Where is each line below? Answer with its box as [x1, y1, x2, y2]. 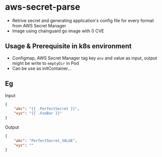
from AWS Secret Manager [12, 22, 66, 28]
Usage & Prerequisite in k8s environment [5, 42, 132, 50]
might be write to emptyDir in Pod [12, 60, 79, 66]
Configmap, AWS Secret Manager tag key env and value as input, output [12, 55, 158, 61]
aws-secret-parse [5, 1, 81, 13]
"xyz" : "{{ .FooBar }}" [14, 111, 62, 116]
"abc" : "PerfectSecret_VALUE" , [14, 138, 78, 143]
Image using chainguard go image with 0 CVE [12, 28, 104, 34]
